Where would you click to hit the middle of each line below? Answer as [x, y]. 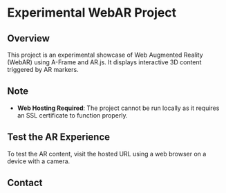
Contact [25, 183]
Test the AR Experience [59, 137]
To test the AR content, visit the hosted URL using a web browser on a [107, 154]
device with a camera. [39, 161]
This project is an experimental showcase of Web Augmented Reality [105, 55]
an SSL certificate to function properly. [72, 115]
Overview [29, 38]
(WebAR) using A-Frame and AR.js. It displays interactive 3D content [104, 62]
